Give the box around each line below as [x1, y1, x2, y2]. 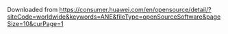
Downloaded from [7, 6, 58, 13]
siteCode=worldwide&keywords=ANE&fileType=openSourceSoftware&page [7, 13, 221, 21]
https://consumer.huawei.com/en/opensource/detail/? [59, 6, 212, 13]
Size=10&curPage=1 [7, 20, 64, 27]
